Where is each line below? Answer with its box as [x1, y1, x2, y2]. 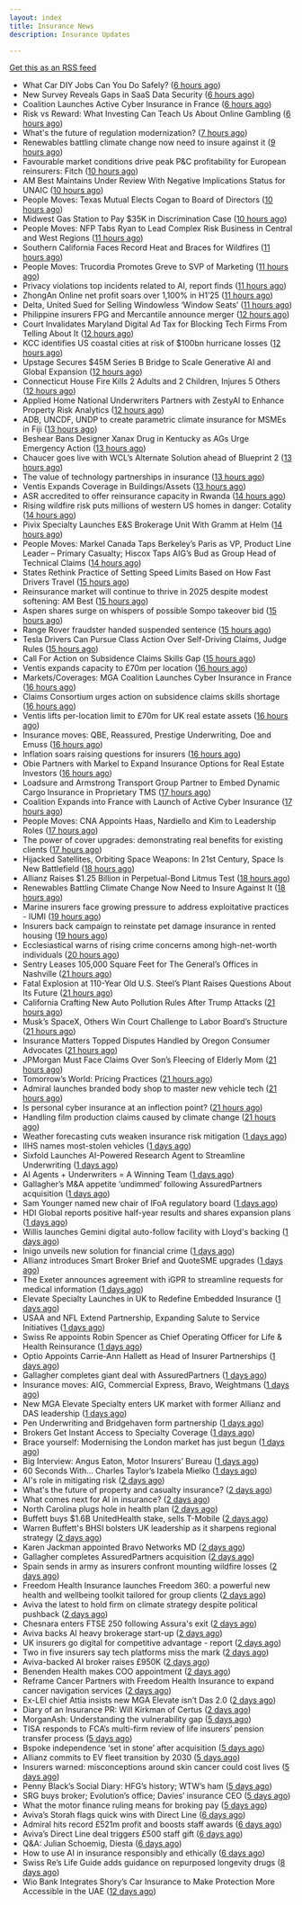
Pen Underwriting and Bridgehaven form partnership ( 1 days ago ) [22, 1418, 265, 1428]
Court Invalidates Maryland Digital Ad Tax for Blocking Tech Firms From [22, 318, 288, 329]
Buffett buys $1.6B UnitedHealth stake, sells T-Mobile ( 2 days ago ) [22, 1513, 270, 1525]
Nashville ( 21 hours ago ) [22, 969, 112, 979]
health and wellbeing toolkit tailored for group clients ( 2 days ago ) [22, 1589, 267, 1601]
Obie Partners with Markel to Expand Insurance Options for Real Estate [22, 758, 285, 769]
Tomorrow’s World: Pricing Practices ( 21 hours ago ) [22, 1074, 213, 1085]
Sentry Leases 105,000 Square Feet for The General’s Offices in [22, 959, 259, 970]
